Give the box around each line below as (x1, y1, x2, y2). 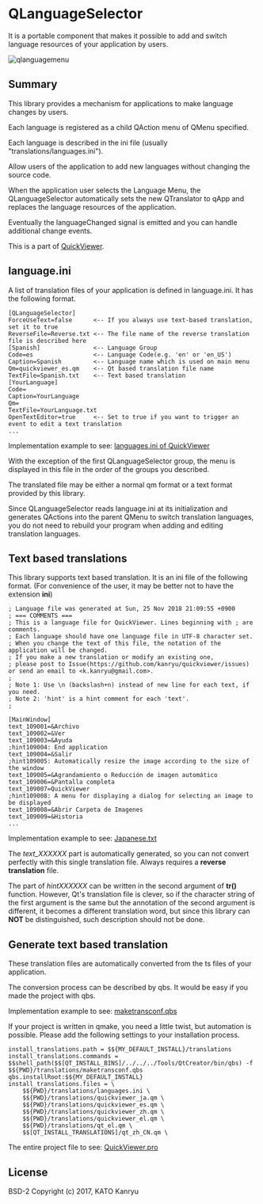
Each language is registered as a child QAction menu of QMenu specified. (8, 122, 250, 131)
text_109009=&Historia (8, 813, 83, 821)
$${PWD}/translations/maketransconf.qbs (8, 1066, 144, 1074)
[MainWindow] (8, 716, 51, 724)
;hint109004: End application (8, 744, 109, 752)
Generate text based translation (8, 938, 169, 951)
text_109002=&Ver (8, 730, 66, 737)
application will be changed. (8, 646, 109, 654)
